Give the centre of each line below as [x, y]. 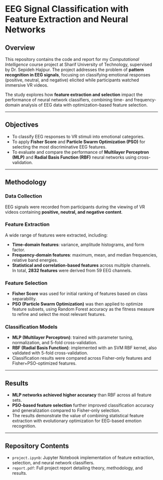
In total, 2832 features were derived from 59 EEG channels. [72, 270]
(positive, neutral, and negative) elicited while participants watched [72, 80]
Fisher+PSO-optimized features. [44, 363]
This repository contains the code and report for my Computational [72, 59]
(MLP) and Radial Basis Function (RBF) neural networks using [74, 157]
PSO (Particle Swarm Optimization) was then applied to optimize [77, 304]
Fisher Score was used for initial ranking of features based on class [80, 294]
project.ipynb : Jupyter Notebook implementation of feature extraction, [83, 458]
